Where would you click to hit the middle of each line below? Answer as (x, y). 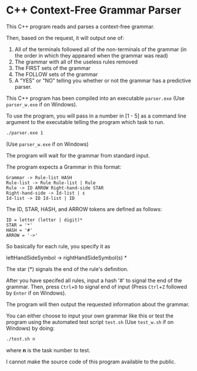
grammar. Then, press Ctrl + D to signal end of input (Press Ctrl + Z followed (96, 286)
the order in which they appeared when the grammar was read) (91, 55)
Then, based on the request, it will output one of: (65, 38)
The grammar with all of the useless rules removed (76, 62)
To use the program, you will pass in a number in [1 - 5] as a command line (96, 116)
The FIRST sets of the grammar (53, 68)
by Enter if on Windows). (36, 293)
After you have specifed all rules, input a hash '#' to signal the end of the (94, 280)
